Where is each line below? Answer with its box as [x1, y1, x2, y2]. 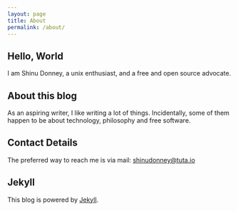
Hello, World [7, 50, 64, 62]
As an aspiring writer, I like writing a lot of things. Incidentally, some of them [7, 108, 230, 117]
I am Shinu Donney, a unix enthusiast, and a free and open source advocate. [7, 69, 232, 78]
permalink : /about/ [7, 24, 66, 31]
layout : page [7, 10, 46, 18]
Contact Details [7, 137, 78, 149]
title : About [7, 17, 46, 24]
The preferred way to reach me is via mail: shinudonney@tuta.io [7, 155, 196, 164]
